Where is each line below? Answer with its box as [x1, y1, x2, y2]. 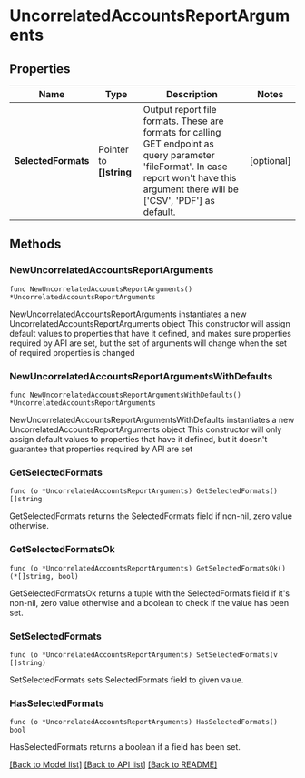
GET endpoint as [143, 137, 215, 150]
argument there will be [143, 183, 239, 196]
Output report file [143, 104, 217, 116]
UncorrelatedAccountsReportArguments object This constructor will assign [9, 318, 290, 328]
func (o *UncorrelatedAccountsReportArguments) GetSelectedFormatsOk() [9, 563, 286, 573]
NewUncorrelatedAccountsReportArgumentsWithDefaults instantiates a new [9, 414, 295, 425]
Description [166, 88, 218, 100]
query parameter [143, 149, 215, 161]
